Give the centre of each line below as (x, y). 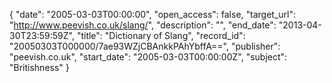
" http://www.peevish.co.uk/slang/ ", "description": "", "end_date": (143, 25)
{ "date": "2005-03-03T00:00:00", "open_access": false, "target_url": (153, 14)
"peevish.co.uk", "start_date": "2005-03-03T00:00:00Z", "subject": (148, 57)
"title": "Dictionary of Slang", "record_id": (161, 35)
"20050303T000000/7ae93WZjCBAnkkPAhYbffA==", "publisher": (145, 46)
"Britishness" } (39, 67)
